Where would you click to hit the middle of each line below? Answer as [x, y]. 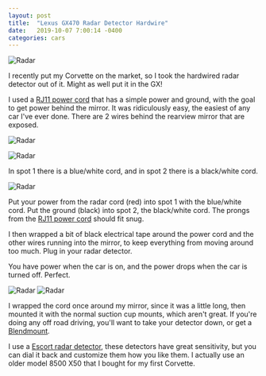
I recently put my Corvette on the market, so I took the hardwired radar [124, 76]
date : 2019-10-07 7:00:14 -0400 [66, 30]
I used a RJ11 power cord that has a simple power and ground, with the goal [132, 99]
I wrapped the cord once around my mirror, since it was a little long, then [127, 306]
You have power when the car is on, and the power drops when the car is [128, 266]
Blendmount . [29, 331]
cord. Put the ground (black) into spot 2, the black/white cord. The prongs [129, 211]
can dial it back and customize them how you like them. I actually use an [126, 355]
